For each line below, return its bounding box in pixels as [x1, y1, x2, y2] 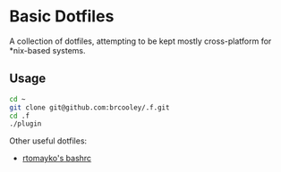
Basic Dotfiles [9, 6, 115, 27]
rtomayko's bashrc [21, 153, 92, 164]
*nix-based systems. [9, 45, 87, 55]
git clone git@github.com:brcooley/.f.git [9, 102, 170, 112]
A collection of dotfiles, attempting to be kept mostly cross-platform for [9, 36, 272, 46]
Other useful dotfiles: [9, 135, 88, 146]
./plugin [9, 119, 42, 128]
